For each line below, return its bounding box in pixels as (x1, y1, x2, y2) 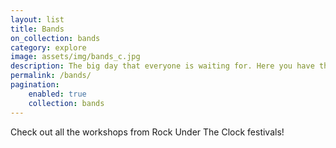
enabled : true (28, 89, 87, 99)
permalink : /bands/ (10, 71, 92, 81)
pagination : (10, 80, 60, 90)
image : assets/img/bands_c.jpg (10, 52, 141, 62)
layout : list (10, 14, 65, 25)
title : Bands (10, 24, 65, 34)
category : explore (10, 42, 87, 53)
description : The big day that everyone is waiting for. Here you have (10, 61, 315, 71)
